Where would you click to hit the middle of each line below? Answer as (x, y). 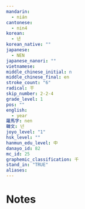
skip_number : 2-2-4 (30, 94)
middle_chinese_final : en (38, 77)
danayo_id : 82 (23, 148)
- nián (19, 17)
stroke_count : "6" (28, 83)
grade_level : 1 (25, 99)
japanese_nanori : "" (31, 61)
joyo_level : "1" (26, 132)
